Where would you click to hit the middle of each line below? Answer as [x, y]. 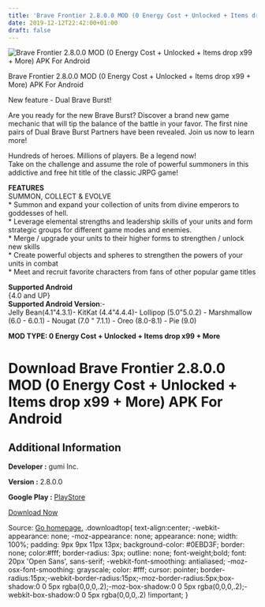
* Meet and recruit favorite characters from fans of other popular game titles [132, 272]
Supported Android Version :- [57, 304]
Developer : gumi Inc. [43, 466]
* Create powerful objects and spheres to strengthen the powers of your [125, 255]
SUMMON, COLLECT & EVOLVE [60, 196]
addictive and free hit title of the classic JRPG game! [93, 173]
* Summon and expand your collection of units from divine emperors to [123, 205]
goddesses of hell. [38, 213]
